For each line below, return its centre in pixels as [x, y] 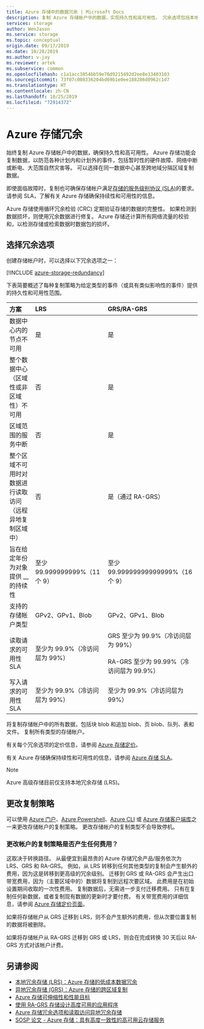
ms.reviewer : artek [31, 63]
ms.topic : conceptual [34, 40]
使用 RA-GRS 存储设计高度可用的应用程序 [66, 1005]
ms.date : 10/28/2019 [32, 52]
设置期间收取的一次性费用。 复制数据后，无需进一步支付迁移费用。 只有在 [98, 889]
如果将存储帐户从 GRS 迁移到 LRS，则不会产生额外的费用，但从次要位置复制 [101, 917]
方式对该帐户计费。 [42, 945]
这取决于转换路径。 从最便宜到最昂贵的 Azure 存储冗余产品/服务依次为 [94, 859]
